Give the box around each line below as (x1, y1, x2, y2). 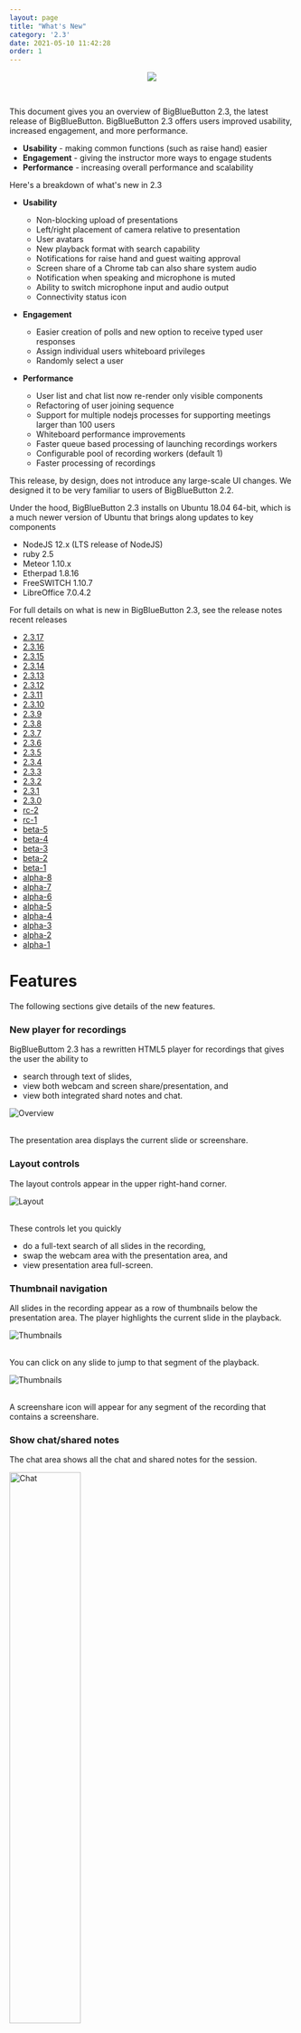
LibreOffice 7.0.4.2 (22, 587, 92, 598)
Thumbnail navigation (9, 1281, 108, 1294)
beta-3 (22, 843, 48, 855)
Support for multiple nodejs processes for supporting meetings (35, 410, 271, 421)
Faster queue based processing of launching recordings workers (35, 439, 277, 449)
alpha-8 (22, 872, 52, 883)
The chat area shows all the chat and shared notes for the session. (9, 1454, 258, 1465)
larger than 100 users (35, 420, 116, 430)
